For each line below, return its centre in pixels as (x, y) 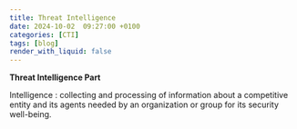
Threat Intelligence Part (55, 77)
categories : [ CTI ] (44, 35)
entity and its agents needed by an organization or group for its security (144, 104)
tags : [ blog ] (34, 43)
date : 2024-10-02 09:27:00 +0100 (75, 26)
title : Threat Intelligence (63, 18)
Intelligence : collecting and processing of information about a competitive (149, 95)
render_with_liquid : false (61, 52)
